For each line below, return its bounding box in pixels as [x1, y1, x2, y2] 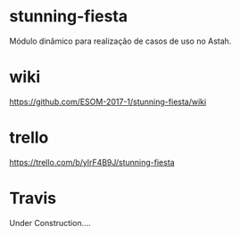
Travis [9, 189, 56, 208]
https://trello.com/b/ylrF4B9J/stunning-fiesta [9, 157, 176, 167]
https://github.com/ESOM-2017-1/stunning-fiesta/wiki [9, 96, 207, 107]
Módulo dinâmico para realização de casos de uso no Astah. [9, 36, 232, 46]
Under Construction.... [9, 217, 91, 228]
